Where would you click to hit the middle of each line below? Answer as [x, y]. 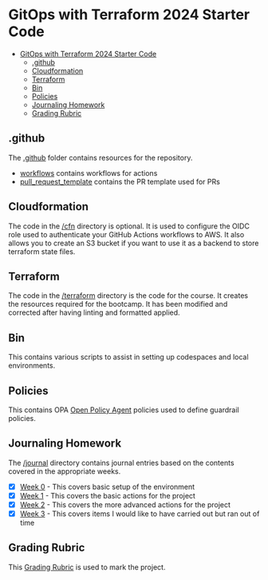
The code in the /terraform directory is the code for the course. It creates [128, 296]
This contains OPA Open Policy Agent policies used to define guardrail [124, 410]
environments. [32, 366]
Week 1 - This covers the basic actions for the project [107, 495]
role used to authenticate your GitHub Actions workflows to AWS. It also [126, 234]
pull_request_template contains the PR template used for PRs [120, 181]
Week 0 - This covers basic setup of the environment [107, 487]
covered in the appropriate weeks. [65, 471]
